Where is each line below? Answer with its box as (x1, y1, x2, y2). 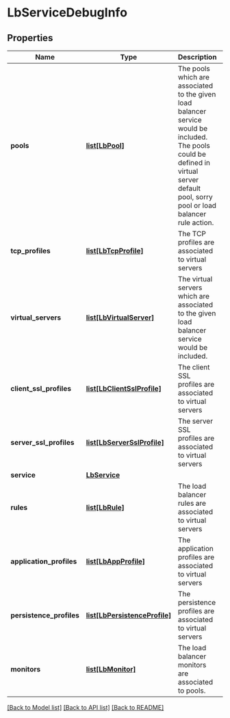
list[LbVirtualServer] (86, 313, 155, 322)
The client (177, 363, 210, 372)
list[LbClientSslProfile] (86, 384, 162, 393)
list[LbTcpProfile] (86, 246, 144, 255)
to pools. (177, 686, 206, 695)
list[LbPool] (86, 141, 125, 150)
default (177, 183, 201, 193)
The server (177, 416, 214, 426)
